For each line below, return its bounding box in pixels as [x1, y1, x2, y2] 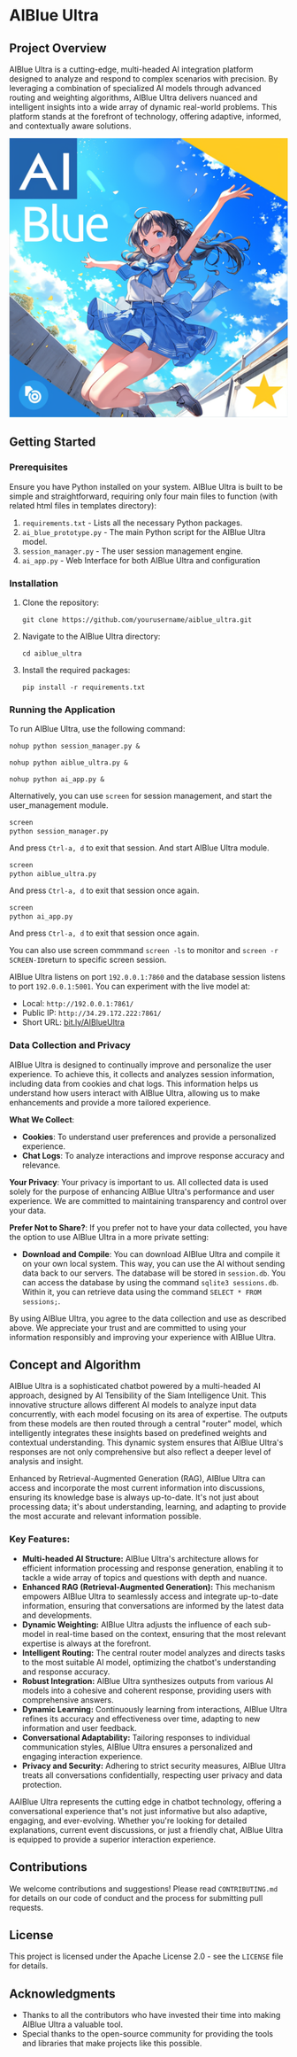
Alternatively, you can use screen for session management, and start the [9, 790, 272, 802]
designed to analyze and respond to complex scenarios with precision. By [9, 74, 278, 84]
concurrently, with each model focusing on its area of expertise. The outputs [9, 1409, 288, 1420]
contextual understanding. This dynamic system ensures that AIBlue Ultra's [9, 1437, 284, 1448]
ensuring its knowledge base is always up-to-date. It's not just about [9, 1492, 259, 1502]
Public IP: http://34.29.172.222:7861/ [21, 1007, 162, 1019]
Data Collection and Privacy [9, 1039, 131, 1052]
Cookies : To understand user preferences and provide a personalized [21, 1131, 277, 1142]
